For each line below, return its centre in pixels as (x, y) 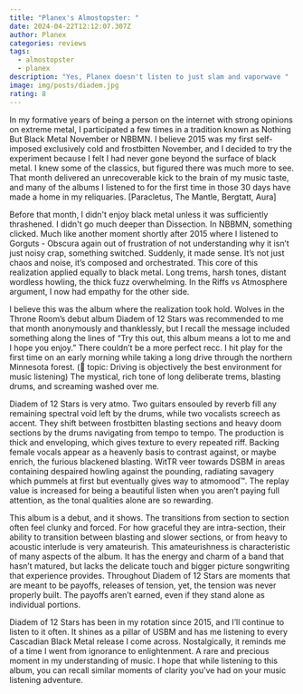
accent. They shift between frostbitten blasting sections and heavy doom (146, 423)
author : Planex (38, 34)
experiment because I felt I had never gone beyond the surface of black (143, 158)
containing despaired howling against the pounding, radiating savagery (142, 471)
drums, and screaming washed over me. (85, 386)
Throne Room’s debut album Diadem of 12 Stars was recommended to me (147, 318)
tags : (19, 52)
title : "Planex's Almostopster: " (75, 18)
